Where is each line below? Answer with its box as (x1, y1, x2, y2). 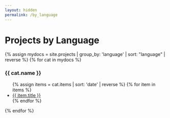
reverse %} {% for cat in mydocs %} (5, 57, 81, 63)
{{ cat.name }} (5, 70, 41, 77)
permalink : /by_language (5, 12, 58, 17)
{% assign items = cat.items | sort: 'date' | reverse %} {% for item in (12, 81, 156, 87)
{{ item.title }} (12, 92, 41, 98)
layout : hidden (5, 7, 37, 13)
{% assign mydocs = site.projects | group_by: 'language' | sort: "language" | (5, 51, 165, 57)
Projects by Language (5, 34, 100, 46)
